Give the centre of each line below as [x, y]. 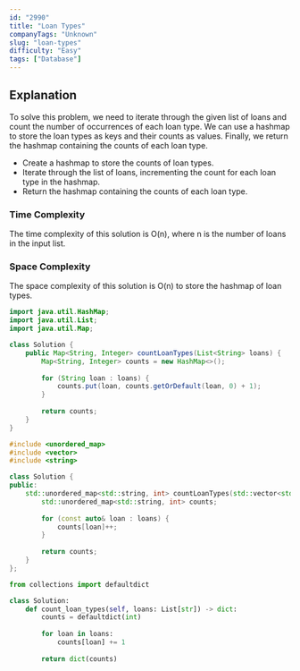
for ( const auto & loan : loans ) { [105, 518]
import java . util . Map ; [51, 329]
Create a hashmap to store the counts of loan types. [118, 163]
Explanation [43, 95]
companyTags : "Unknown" [54, 34]
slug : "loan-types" [46, 42]
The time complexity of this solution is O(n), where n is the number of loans [148, 234]
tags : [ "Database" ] [46, 59]
